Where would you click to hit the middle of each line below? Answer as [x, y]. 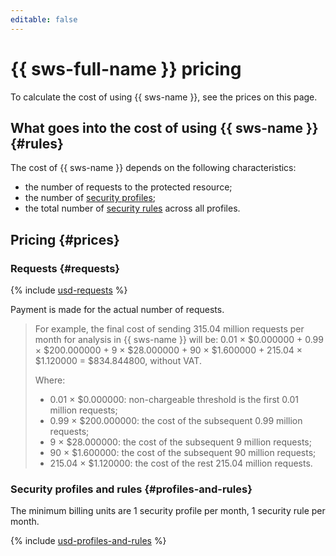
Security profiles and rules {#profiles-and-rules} [131, 489]
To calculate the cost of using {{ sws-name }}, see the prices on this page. [164, 97]
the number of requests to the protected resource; [128, 187]
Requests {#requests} [65, 268]
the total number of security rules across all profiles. [132, 208]
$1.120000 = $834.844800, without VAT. [118, 361]
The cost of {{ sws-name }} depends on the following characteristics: [153, 168]
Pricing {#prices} [65, 239]
